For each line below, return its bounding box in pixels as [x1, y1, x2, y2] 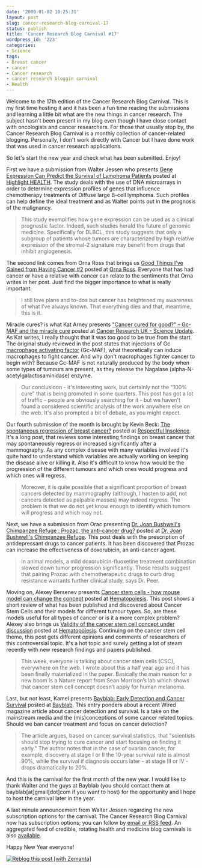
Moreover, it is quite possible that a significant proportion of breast [20, 484, 186, 490]
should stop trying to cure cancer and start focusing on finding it [20, 738, 182, 745]
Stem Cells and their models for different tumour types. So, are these [6, 608, 177, 615]
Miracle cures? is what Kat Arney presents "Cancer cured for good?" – [6, 321, 180, 328]
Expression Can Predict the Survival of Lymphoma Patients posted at [6, 172, 177, 179]
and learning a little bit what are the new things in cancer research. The [6, 111, 183, 118]
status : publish [6, 25, 47, 32]
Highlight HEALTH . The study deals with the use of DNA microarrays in [6, 178, 182, 186]
